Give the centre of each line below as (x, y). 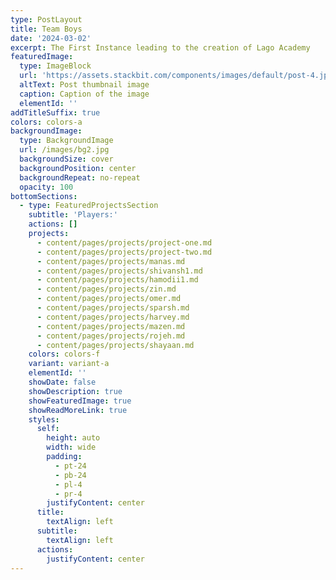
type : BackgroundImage (66, 141)
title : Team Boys (46, 29)
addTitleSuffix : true (55, 112)
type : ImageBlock (55, 66)
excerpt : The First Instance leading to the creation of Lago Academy (160, 47)
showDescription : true (75, 391)
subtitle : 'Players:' (73, 215)
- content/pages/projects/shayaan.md (115, 345)
